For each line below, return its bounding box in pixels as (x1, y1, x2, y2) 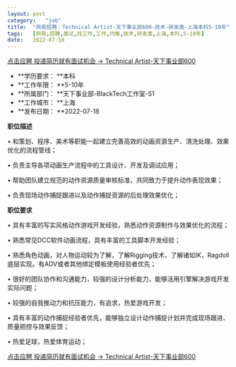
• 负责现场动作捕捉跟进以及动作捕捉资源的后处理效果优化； (7, 191, 180, 200)
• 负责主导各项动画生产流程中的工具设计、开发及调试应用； (7, 161, 180, 169)
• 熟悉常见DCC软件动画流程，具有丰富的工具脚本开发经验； (7, 236, 182, 244)
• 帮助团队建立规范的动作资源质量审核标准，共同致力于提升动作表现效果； (7, 176, 223, 184)
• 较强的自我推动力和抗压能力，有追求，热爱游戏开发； (7, 299, 167, 307)
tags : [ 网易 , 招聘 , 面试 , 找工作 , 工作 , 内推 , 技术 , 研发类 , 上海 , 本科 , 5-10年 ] (7, 30, 205, 37)
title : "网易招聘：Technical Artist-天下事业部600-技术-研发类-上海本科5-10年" (7, 23, 230, 30)
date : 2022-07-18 (7, 37, 65, 44)
